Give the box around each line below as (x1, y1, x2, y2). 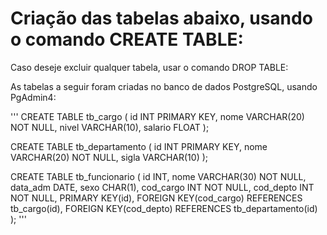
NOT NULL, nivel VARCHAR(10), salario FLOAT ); (10, 121, 210, 133)
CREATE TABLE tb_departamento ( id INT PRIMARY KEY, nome (10, 140, 268, 152)
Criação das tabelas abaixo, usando (10, 7, 313, 30)
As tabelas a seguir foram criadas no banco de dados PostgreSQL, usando (10, 80, 318, 92)
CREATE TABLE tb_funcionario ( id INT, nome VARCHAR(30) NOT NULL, (10, 170, 307, 182)
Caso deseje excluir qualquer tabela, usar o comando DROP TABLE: (10, 61, 289, 73)
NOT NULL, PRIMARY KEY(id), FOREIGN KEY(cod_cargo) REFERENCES (10, 192, 303, 204)
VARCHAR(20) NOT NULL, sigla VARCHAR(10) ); (10, 151, 209, 163)
